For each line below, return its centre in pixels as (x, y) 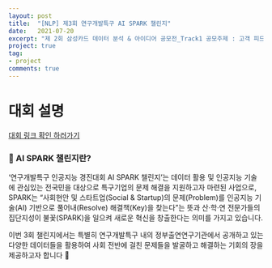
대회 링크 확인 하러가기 (44, 135)
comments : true (34, 69)
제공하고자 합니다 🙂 (39, 255)
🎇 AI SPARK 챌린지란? (50, 158)
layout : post (30, 16)
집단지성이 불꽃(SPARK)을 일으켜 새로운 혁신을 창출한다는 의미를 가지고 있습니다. (136, 217)
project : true (32, 46)
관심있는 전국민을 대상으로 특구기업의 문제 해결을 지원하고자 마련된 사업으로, (137, 187)
